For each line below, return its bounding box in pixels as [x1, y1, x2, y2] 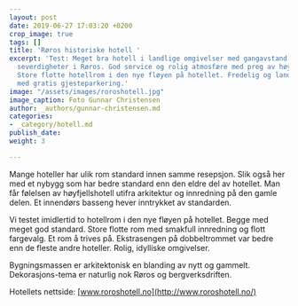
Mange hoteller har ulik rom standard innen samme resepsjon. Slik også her [9, 169, 286, 179]
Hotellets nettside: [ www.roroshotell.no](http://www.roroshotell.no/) [9, 286, 257, 297]
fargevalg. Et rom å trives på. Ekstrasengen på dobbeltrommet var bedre [9, 232, 274, 244]
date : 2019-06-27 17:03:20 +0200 [9, 21, 133, 30]
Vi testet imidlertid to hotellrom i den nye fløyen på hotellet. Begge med [9, 214, 269, 224]
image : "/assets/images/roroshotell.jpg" [9, 87, 165, 96]
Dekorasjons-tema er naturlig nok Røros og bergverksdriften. [9, 269, 232, 279]
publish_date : [9, 129, 62, 137]
